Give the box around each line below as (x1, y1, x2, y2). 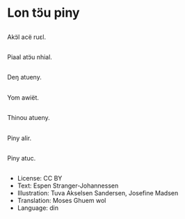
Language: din (17, 204, 59, 212)
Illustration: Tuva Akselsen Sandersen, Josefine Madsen (17, 189, 179, 197)
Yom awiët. (7, 93, 40, 102)
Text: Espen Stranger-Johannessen (17, 181, 119, 190)
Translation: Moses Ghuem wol (17, 197, 106, 205)
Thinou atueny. (7, 114, 50, 122)
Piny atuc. (7, 153, 36, 162)
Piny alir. (7, 134, 32, 142)
